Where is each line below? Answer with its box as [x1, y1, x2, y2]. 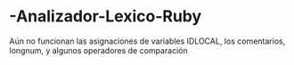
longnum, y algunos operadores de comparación [9, 45, 189, 55]
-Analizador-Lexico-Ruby [9, 6, 202, 27]
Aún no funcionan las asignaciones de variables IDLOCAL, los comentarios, [9, 36, 286, 46]
